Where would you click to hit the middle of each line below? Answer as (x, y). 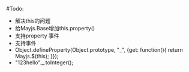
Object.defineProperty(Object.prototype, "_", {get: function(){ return (99, 50)
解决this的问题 (33, 21)
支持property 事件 (37, 36)
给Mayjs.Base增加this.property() (55, 28)
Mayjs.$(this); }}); (37, 56)
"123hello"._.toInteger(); (44, 62)
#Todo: (15, 9)
